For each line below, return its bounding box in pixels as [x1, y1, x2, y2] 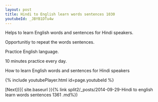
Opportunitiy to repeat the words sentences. [5, 39, 95, 45]
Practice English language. [5, 49, 59, 54]
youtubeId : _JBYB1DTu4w [5, 16, 54, 21]
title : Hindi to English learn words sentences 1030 [5, 12, 115, 17]
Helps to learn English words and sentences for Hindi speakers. [5, 30, 133, 36]
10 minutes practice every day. [5, 58, 67, 64]
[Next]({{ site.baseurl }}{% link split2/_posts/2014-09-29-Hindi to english [5, 87, 153, 93]
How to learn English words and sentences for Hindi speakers [5, 68, 130, 74]
